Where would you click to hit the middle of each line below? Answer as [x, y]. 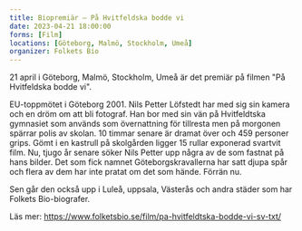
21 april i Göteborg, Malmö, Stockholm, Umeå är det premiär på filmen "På [147, 77]
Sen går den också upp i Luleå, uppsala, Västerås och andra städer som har [151, 189]
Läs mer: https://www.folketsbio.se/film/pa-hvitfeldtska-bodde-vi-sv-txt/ [146, 217]
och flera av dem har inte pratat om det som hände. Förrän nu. [126, 172]
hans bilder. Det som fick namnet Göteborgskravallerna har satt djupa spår [149, 162]
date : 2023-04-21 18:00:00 [60, 26]
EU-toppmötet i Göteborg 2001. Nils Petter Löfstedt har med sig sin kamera [150, 104]
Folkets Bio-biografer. [50, 199]
